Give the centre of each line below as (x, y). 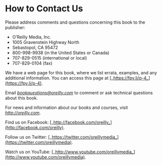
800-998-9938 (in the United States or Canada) (61, 53)
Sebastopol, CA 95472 (35, 47)
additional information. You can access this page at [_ (59, 78)
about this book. (22, 98)
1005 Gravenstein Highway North (46, 42)
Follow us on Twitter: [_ (29, 137)
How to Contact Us (44, 9)
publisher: (15, 27)
